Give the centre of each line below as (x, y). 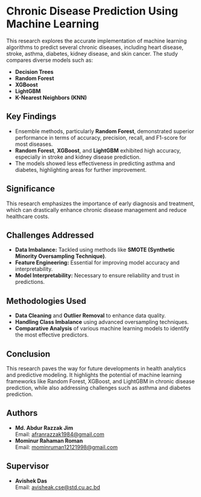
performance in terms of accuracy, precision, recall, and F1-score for (101, 137)
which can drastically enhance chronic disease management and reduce (97, 209)
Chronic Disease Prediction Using (92, 11)
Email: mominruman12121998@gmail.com (66, 447)
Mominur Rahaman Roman (49, 441)
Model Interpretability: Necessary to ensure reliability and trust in (97, 275)
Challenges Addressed (50, 235)
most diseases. (34, 144)
